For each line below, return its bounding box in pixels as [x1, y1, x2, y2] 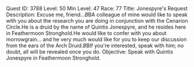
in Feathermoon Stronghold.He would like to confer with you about [6, 30, 167, 37]
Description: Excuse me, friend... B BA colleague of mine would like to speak [6, 11, 188, 18]
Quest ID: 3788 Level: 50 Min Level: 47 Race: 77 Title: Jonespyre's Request [6, 5, 188, 12]
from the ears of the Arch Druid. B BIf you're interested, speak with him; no [6, 42, 184, 49]
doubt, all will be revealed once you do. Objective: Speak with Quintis [6, 48, 173, 55]
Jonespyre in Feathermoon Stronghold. [6, 55, 101, 61]
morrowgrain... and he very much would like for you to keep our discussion [6, 36, 187, 43]
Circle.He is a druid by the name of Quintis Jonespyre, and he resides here [6, 23, 186, 30]
